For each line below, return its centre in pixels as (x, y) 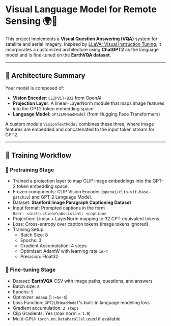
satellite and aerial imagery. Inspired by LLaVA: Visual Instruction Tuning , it (83, 44)
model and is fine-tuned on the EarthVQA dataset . (58, 55)
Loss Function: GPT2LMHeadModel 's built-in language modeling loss (81, 302)
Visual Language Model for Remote (81, 9)
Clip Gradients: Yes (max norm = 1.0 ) (51, 313)
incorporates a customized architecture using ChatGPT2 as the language (82, 49)
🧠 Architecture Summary (45, 76)
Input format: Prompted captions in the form (59, 208)
